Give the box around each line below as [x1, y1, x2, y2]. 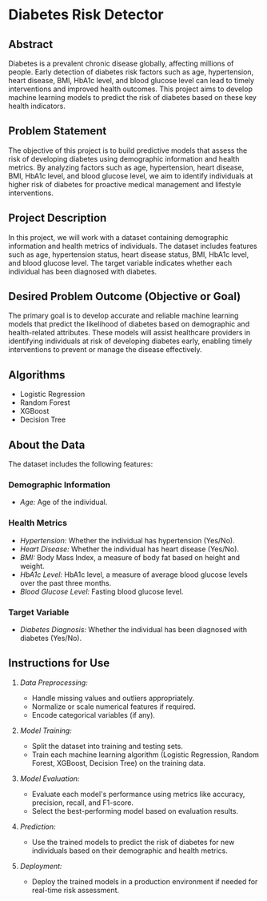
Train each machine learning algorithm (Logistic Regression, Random [31, 750, 260, 759]
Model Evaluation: [19, 774, 80, 783]
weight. [19, 561, 46, 571]
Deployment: [19, 861, 62, 871]
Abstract [8, 38, 54, 51]
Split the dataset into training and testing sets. [31, 741, 184, 751]
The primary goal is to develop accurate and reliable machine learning [8, 310, 239, 321]
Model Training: [19, 726, 72, 735]
